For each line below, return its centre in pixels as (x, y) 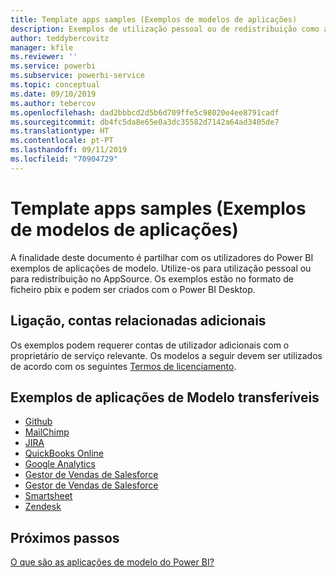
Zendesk (43, 507)
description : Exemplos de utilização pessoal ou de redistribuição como (165, 29)
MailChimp (47, 432)
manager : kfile (42, 47)
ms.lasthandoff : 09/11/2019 (69, 150)
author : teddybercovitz (60, 38)
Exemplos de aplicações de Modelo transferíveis (165, 397)
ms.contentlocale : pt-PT (62, 141)
